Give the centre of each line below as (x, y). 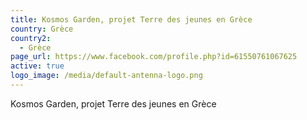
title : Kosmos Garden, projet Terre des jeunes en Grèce (131, 19)
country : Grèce (42, 29)
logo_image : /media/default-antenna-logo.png (106, 76)
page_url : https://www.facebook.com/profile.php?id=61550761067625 (154, 57)
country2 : (31, 38)
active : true (37, 66)
